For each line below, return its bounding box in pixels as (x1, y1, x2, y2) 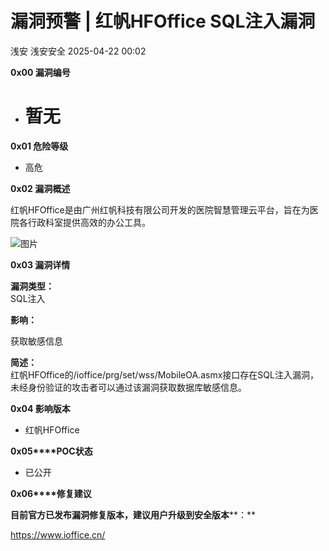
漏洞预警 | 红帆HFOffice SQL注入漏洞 (10, 10, 316, 33)
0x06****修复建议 (10, 487, 92, 499)
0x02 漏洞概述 (10, 182, 71, 194)
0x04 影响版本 (10, 402, 71, 414)
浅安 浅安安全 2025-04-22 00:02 (10, 45, 147, 57)
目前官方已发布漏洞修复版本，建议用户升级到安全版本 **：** (10, 508, 257, 521)
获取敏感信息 (10, 335, 63, 347)
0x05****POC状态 (10, 445, 93, 457)
